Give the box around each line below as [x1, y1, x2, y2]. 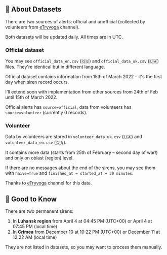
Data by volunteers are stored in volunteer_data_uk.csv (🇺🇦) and [5, 134, 143, 140]
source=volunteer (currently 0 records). [5, 110, 88, 116]
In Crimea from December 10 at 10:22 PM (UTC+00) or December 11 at [12, 229, 160, 235]
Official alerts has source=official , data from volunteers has [5, 104, 132, 110]
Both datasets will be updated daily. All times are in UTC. [5, 34, 123, 40]
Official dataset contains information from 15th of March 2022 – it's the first [5, 74, 162, 80]
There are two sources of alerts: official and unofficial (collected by [5, 18, 145, 24]
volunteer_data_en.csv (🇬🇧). [5, 139, 67, 145]
